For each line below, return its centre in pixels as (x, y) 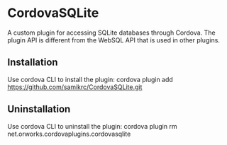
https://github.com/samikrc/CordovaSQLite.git (75, 87)
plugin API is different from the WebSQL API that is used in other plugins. (113, 40)
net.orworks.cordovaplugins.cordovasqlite (69, 134)
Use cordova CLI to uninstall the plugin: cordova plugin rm (92, 126)
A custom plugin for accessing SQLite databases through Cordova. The (111, 33)
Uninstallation (39, 109)
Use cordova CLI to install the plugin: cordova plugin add (90, 79)
